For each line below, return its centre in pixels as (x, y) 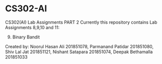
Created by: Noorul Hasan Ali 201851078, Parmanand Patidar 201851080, (79, 46)
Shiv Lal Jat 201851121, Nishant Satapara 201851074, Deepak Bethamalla (79, 52)
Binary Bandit (26, 37)
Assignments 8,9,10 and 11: (32, 27)
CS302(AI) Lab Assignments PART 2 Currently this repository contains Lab (81, 22)
